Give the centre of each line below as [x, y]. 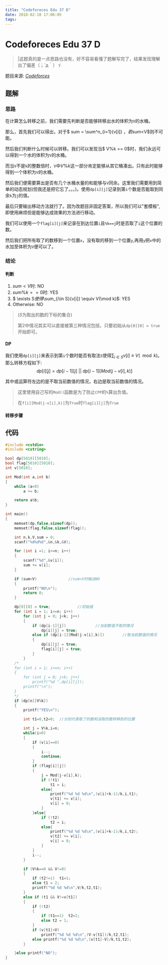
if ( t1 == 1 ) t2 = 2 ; [60, 916]
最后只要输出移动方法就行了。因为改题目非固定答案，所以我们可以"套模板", [82, 206]
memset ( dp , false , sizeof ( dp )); [46, 523]
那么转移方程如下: [24, 363]
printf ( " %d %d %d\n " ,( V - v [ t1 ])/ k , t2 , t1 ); [85, 935]
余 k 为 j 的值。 [19, 195]
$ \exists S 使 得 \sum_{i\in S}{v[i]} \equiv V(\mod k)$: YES [71, 299]
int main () [17, 514]
